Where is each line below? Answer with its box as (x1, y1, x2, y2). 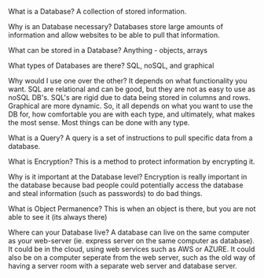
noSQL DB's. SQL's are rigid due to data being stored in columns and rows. (8, 93, 251, 102)
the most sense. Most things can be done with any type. (8, 118, 190, 127)
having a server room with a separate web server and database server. (8, 261, 237, 270)
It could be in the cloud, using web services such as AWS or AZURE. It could (8, 244, 255, 254)
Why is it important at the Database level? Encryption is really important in (8, 172, 247, 181)
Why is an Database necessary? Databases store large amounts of (8, 22, 224, 31)
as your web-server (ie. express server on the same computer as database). (8, 236, 255, 245)
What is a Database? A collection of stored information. (8, 7, 187, 16)
